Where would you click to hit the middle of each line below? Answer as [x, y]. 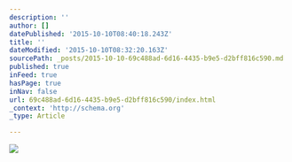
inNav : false [33, 91]
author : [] [29, 26]
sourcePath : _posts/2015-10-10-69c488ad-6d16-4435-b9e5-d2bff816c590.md [146, 58]
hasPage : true [36, 83]
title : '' [28, 42]
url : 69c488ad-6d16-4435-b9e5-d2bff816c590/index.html [113, 100]
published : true [39, 67]
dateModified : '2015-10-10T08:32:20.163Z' [89, 50]
